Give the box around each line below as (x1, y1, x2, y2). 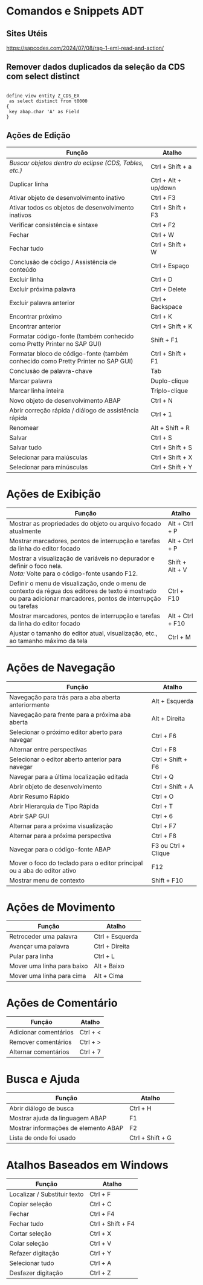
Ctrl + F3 (150, 193, 176, 202)
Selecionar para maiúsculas (9, 453, 88, 461)
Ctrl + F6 (151, 732, 177, 740)
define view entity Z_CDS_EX (6, 93, 80, 99)
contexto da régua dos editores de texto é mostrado (9, 586, 157, 595)
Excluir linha (9, 275, 44, 283)
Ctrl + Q (151, 772, 174, 781)
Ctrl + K (150, 312, 173, 320)
